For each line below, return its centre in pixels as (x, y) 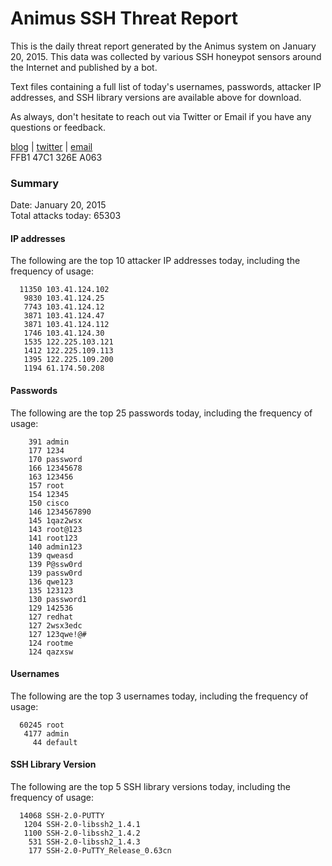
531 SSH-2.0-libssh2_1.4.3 (84, 842)
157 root (46, 485)
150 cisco (49, 503)
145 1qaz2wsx (55, 520)
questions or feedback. (58, 127)
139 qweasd (51, 555)
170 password (55, 459)
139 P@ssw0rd (55, 564)
